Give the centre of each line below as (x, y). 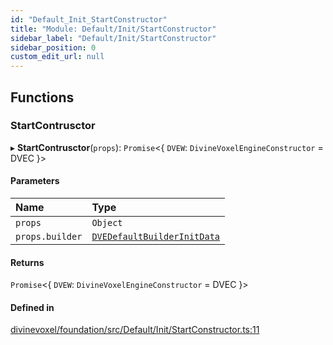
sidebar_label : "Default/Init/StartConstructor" (113, 38)
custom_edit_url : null (57, 57)
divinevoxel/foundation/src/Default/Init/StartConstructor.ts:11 (135, 330)
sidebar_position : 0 (53, 47)
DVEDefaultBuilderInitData (156, 237)
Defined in (32, 307)
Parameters (35, 181)
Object (107, 223)
